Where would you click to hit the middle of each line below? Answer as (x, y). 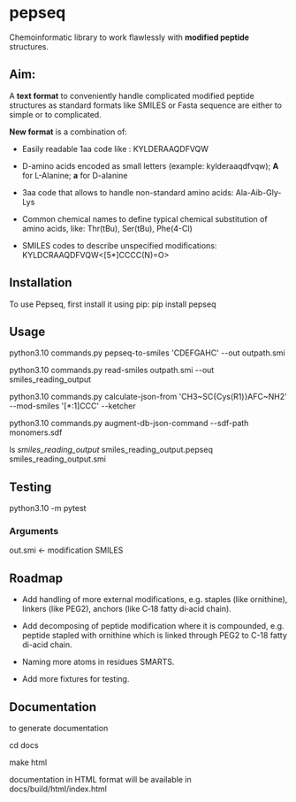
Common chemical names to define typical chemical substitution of (144, 218)
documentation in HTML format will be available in (100, 780)
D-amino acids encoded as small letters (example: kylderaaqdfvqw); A (150, 165)
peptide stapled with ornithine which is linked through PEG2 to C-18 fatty (154, 636)
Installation (41, 283)
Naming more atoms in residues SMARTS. (98, 662)
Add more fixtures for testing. (76, 679)
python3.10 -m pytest (48, 508)
